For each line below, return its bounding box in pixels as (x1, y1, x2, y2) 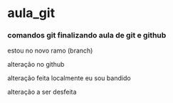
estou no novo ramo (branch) (7, 46, 93, 55)
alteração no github (7, 60, 65, 69)
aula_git (7, 5, 56, 21)
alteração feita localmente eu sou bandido (7, 74, 131, 82)
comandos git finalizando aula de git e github (7, 31, 167, 40)
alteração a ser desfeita (7, 87, 77, 97)
